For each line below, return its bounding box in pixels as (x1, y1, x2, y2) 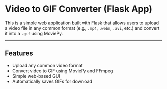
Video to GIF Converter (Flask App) (5, 3, 153, 15)
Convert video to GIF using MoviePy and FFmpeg (12, 68, 113, 74)
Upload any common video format (12, 62, 83, 68)
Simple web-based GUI (12, 73, 61, 79)
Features (5, 49, 33, 58)
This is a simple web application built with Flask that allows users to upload (5, 20, 159, 26)
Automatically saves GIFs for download (12, 78, 93, 84)
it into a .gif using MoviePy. (5, 30, 63, 36)
